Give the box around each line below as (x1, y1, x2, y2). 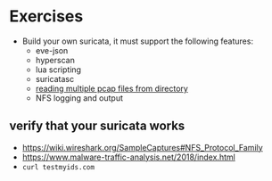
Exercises (9, 6, 84, 27)
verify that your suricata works (9, 119, 185, 134)
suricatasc (35, 73, 74, 84)
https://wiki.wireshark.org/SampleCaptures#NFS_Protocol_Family (21, 142, 263, 152)
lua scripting (35, 64, 82, 75)
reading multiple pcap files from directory (35, 83, 189, 94)
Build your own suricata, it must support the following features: (21, 36, 254, 46)
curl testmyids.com (21, 162, 95, 171)
